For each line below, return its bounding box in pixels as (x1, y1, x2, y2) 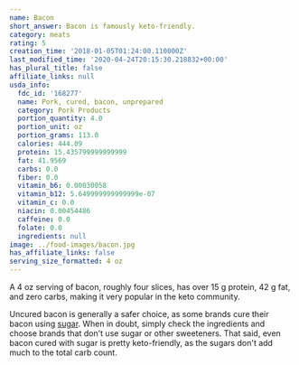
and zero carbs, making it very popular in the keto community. (9, 291, 241, 302)
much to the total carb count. (9, 347, 117, 358)
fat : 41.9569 (17, 155, 67, 165)
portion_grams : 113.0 (17, 131, 99, 140)
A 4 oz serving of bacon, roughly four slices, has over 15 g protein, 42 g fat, (9, 282, 291, 292)
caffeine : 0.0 (17, 214, 70, 224)
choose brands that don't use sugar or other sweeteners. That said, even (9, 328, 282, 339)
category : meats (9, 30, 70, 39)
